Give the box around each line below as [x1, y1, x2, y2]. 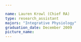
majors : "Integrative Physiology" [5, 21, 77, 25]
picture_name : [5, 30, 35, 35]
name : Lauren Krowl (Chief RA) [5, 11, 70, 16]
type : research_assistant [5, 16, 59, 21]
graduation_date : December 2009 [5, 25, 72, 30]
